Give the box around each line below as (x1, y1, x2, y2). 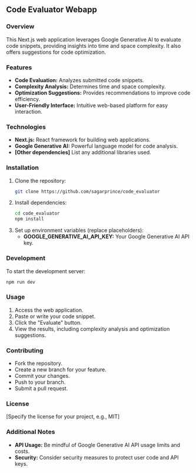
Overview (6, 22, 35, 31)
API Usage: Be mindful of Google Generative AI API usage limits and (14, 441, 181, 448)
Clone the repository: (14, 177, 67, 184)
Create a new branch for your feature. (14, 366, 107, 373)
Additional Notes (6, 428, 55, 436)
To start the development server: (6, 267, 86, 274)
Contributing (6, 346, 44, 354)
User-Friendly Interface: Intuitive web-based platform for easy (14, 102, 168, 109)
